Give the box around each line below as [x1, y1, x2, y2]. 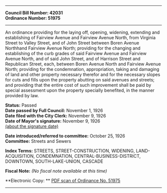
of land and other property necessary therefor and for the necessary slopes [5, 71, 161, 77]
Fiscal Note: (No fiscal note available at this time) [5, 168, 107, 174]
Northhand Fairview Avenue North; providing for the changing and [5, 45, 141, 51]
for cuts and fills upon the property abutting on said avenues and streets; [5, 77, 155, 82]
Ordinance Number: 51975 [5, 15, 61, 21]
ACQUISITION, [5, 153, 35, 159]
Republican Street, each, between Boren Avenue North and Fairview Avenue [5, 61, 161, 67]
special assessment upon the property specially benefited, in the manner [5, 87, 155, 93]
